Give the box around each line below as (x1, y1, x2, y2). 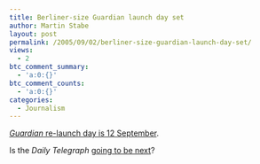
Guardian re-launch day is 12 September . (9, 128, 160, 138)
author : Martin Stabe (9, 21, 90, 30)
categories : (9, 95, 53, 105)
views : (9, 46, 34, 55)
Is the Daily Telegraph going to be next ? (9, 145, 155, 156)
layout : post (9, 29, 58, 38)
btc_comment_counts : (9, 79, 86, 88)
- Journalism (17, 104, 66, 113)
